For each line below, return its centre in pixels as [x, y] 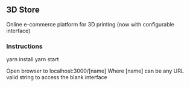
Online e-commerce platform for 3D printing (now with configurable [90, 24]
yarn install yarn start [33, 59]
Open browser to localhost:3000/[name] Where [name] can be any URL [95, 71]
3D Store [23, 10]
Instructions [25, 46]
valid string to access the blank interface [57, 77]
